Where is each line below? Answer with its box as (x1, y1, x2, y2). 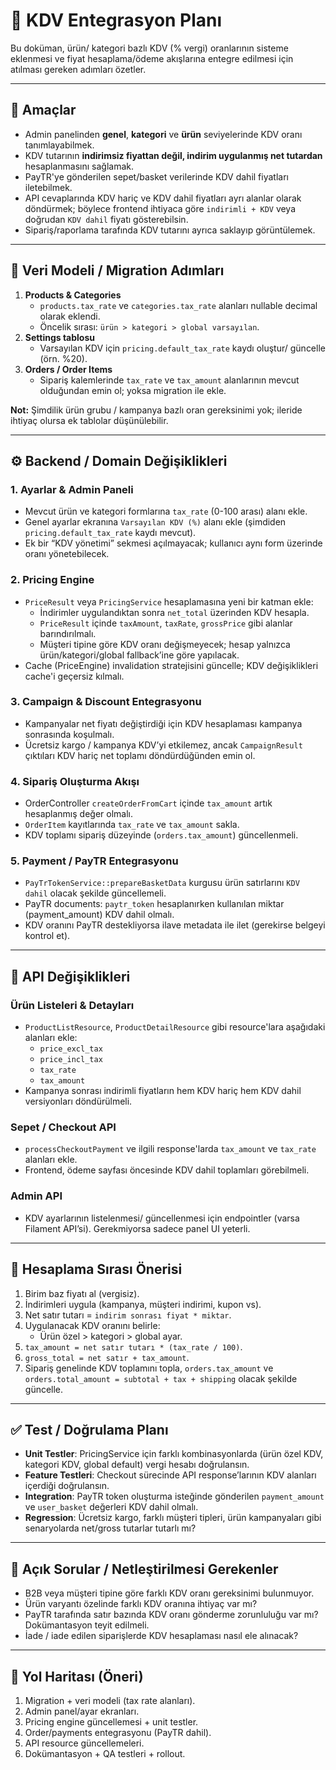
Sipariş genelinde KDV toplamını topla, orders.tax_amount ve (24, 1362, 274, 1374)
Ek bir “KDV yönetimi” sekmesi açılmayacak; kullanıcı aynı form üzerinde (24, 537, 323, 549)
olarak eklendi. (39, 310, 101, 322)
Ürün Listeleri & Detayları (10, 998, 135, 1012)
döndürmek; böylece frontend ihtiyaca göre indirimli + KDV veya (24, 202, 297, 214)
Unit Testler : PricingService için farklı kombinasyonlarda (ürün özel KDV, (24, 1448, 324, 1460)
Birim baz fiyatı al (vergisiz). (24, 1287, 140, 1299)
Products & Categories (24, 289, 122, 301)
